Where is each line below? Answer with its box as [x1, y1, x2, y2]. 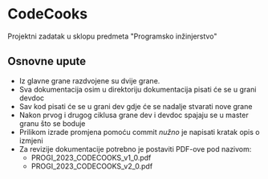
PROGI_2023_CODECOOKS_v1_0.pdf [30, 153, 152, 162]
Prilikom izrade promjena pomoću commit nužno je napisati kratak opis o [18, 127, 260, 136]
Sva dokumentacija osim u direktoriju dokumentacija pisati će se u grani [18, 84, 257, 94]
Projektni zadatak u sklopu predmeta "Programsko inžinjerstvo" [7, 31, 217, 41]
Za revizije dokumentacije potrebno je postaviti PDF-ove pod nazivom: [18, 144, 252, 153]
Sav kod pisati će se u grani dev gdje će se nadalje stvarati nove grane [18, 101, 253, 111]
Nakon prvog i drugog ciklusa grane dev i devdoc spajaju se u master [18, 110, 250, 120]
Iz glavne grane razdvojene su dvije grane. [18, 75, 160, 85]
